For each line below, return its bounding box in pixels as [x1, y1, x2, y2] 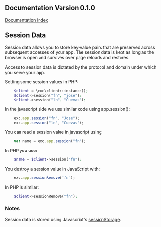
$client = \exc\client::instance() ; [14, 88, 89, 93]
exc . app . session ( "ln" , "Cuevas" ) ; [14, 120, 84, 126]
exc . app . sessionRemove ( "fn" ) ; [14, 175, 76, 180]
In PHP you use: [5, 147, 38, 153]
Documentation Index [5, 17, 48, 23]
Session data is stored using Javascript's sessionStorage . [5, 216, 121, 222]
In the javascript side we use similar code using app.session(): [5, 106, 130, 112]
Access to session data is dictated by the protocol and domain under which [5, 64, 157, 70]
